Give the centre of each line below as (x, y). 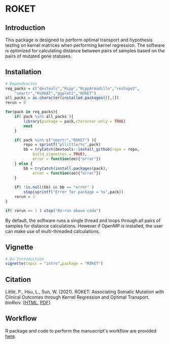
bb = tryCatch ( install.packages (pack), (66, 168)
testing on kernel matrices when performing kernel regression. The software (85, 45)
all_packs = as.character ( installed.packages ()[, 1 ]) (62, 98)
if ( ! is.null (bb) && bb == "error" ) (54, 187)
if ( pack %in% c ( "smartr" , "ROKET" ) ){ (55, 140)
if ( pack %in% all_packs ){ (44, 117)
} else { (24, 163)
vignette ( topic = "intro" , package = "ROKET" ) (54, 264)
